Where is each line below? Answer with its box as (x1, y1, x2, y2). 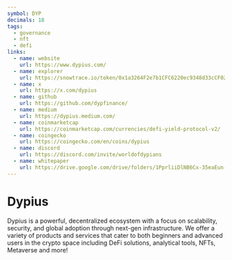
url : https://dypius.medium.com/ (19, 112, 116, 119)
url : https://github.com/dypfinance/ (19, 100, 128, 107)
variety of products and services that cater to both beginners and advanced (7, 231, 223, 239)
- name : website (13, 55, 60, 62)
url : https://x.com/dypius (19, 87, 97, 94)
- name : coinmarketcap (13, 119, 79, 126)
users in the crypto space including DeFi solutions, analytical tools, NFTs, (7, 239, 216, 247)
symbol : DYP (7, 10, 41, 17)
